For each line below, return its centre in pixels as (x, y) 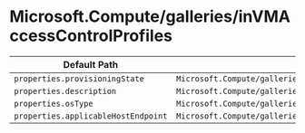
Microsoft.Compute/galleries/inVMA (150, 17)
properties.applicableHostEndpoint (91, 116)
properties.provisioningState (79, 78)
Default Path (91, 64)
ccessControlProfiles (91, 36)
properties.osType (54, 103)
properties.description (65, 91)
